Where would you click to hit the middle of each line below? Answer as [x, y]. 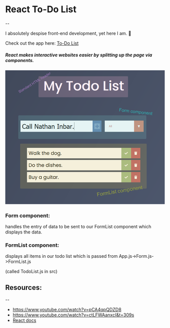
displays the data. [24, 232]
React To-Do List [41, 9]
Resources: [24, 288]
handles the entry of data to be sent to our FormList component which [78, 226]
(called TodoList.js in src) [31, 272]
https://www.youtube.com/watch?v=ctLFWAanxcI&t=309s [73, 315]
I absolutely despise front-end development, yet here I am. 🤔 [68, 33]
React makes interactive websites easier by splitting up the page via [79, 55]
